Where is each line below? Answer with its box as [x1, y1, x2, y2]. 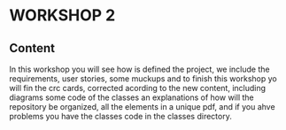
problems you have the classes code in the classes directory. [9, 111, 232, 121]
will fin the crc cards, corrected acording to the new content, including [9, 83, 267, 93]
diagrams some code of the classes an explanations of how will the [9, 92, 254, 103]
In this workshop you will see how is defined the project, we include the [9, 64, 270, 74]
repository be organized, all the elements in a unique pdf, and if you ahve [9, 102, 276, 111]
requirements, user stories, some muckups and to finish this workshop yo [9, 73, 277, 84]
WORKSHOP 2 [9, 5, 116, 26]
